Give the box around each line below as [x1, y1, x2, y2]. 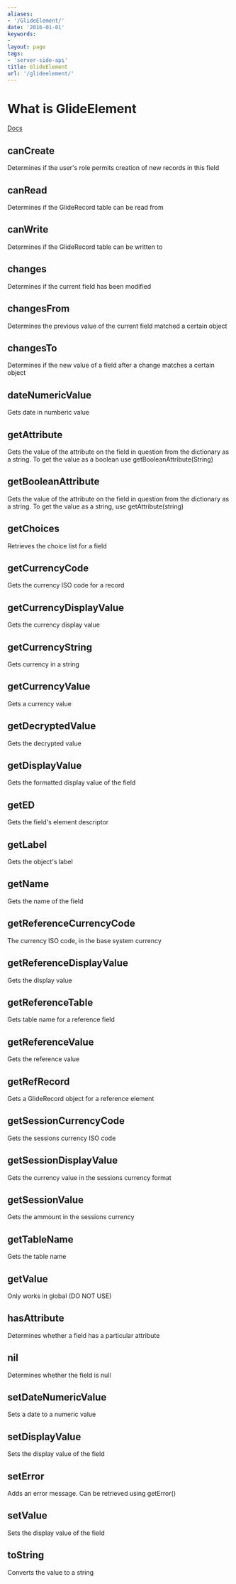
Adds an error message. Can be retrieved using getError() [7, 1489, 176, 1498]
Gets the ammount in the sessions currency [7, 1213, 135, 1221]
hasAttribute [7, 1312, 64, 1324]
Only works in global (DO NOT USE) [7, 1292, 112, 1300]
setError [7, 1470, 45, 1482]
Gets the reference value [7, 1055, 80, 1063]
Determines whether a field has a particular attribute [7, 1331, 160, 1339]
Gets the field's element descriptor [7, 818, 109, 826]
